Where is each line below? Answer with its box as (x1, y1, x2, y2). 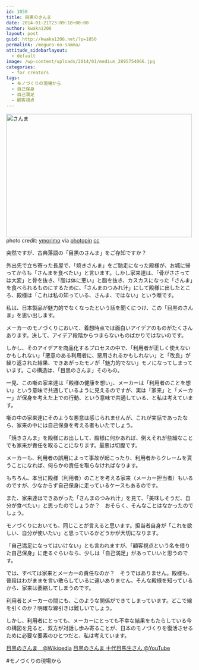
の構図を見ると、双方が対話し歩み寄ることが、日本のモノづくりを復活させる (6, 624, 194, 631)
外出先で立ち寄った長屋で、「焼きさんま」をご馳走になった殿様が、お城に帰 (6, 262, 191, 269)
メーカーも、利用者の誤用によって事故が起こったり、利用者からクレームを (6, 454, 187, 461)
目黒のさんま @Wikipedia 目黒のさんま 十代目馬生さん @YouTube (6, 644, 170, 652)
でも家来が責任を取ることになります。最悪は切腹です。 (6, 441, 141, 449)
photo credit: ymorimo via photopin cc (6, 237, 100, 244)
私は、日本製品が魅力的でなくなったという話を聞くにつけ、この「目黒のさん (6, 304, 194, 311)
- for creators (11, 70, 49, 76)
